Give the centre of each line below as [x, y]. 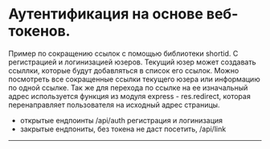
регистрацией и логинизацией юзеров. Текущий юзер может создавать [132, 62]
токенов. [39, 31]
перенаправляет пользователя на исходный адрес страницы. [114, 105]
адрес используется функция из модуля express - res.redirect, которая [129, 96]
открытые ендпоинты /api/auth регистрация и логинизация [121, 120]
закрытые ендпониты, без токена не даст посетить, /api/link [123, 129]
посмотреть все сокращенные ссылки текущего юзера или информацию [134, 79]
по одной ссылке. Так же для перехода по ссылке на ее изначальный [128, 87]
